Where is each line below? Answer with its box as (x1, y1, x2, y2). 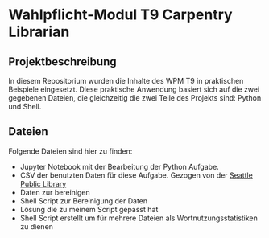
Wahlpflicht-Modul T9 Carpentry (8, 6, 233, 24)
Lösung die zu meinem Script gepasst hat (19, 204, 159, 214)
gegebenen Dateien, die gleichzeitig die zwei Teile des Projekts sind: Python (8, 93, 262, 102)
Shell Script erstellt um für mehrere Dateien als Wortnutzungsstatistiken (19, 213, 258, 223)
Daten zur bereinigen (19, 187, 90, 197)
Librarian (8, 23, 70, 41)
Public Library (19, 178, 67, 188)
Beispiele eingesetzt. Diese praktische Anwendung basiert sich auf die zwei (8, 84, 260, 94)
